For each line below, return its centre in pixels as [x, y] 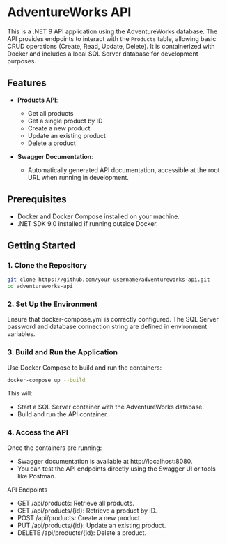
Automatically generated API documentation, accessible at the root [124, 170]
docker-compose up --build [46, 380]
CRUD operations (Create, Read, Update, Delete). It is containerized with [111, 46]
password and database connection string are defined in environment [107, 327]
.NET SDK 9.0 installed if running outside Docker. [87, 223]
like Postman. [37, 476]
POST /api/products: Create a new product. [79, 517]
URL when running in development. [78, 177]
